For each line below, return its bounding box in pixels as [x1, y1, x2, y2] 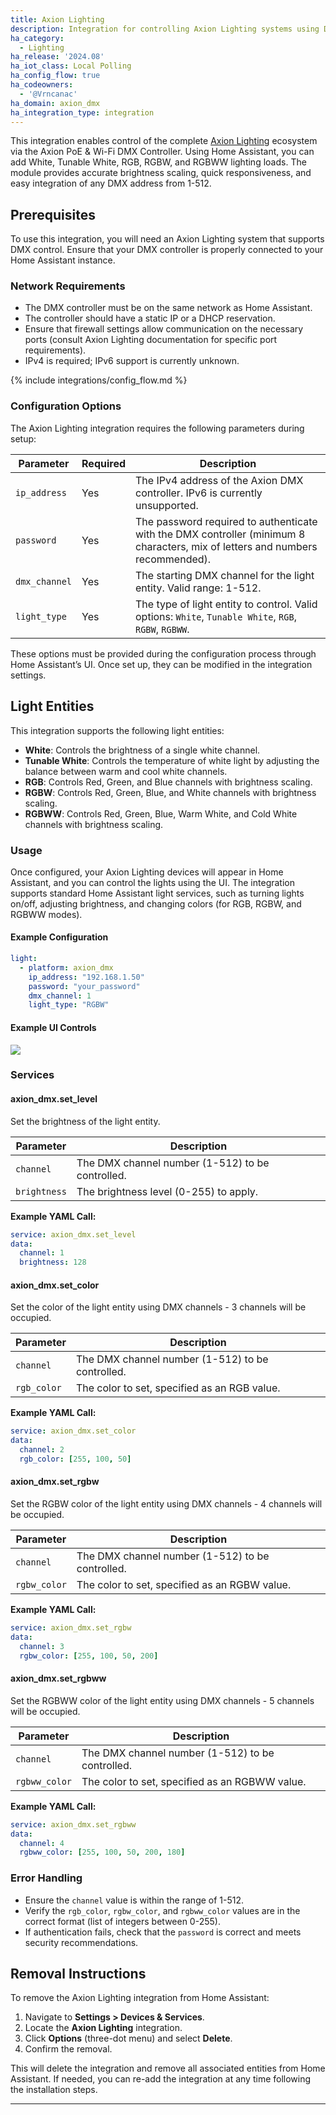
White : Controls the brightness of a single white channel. [24, 744, 261, 756]
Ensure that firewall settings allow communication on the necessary [24, 323, 304, 335]
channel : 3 [19, 1641, 65, 1651]
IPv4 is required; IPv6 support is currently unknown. [24, 355, 240, 367]
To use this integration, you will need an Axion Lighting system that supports [10, 233, 325, 245]
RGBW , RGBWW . [135, 622, 190, 636]
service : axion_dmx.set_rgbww [10, 1819, 137, 1830]
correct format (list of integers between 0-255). [24, 1915, 221, 1927]
